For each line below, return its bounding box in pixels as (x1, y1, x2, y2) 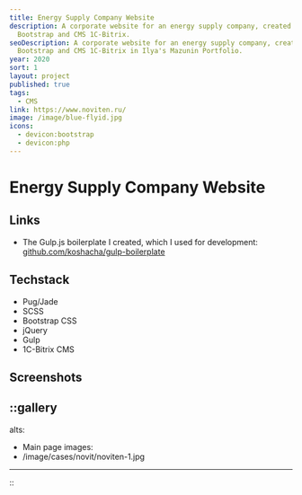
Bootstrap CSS (22, 315, 77, 326)
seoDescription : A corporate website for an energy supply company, (9, 38, 271, 48)
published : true (9, 80, 70, 89)
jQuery (22, 324, 48, 335)
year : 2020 (9, 55, 50, 64)
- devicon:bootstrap (17, 130, 94, 139)
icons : (9, 122, 34, 131)
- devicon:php (17, 138, 70, 147)
